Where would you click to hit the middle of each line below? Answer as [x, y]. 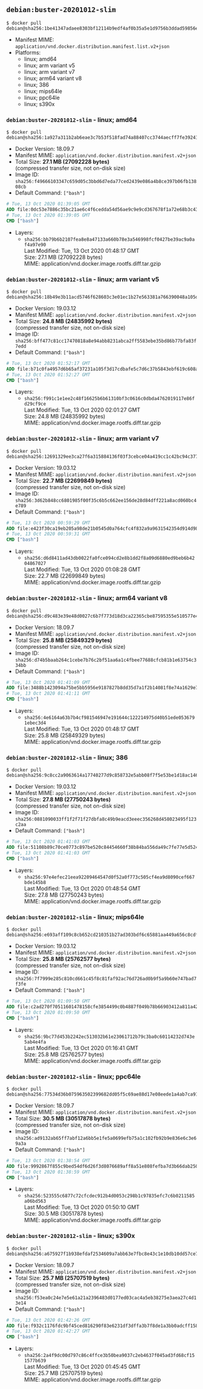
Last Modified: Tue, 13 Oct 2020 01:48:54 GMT [82, 888]
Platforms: [28, 52]
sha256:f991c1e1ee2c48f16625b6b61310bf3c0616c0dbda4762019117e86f [109, 399]
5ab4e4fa [35, 1042]
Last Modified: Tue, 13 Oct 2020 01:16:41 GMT [81, 1048]
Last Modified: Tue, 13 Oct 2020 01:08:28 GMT [82, 569]
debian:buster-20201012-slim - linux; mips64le [75, 917]
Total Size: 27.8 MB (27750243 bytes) [63, 800]
